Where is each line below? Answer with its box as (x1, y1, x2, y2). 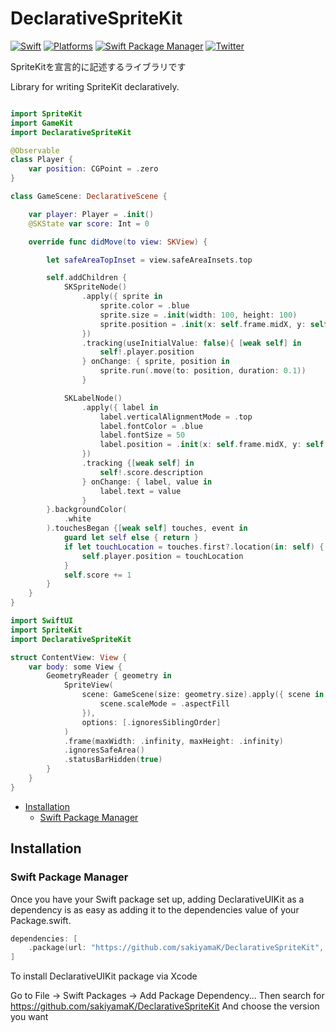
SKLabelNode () (63, 393, 123, 403)
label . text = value (99, 486, 182, 496)
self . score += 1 (63, 570, 132, 580)
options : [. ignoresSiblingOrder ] (81, 717, 222, 727)
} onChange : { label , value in (81, 477, 213, 487)
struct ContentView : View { (10, 652, 128, 662)
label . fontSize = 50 (99, 430, 186, 441)
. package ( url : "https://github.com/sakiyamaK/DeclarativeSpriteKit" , (28, 943, 325, 953)
